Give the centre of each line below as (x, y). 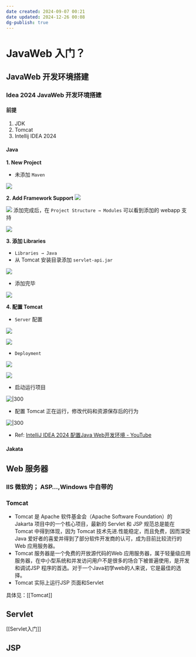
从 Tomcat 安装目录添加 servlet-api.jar (64, 260)
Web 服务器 (27, 469)
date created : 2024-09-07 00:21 (45, 11)
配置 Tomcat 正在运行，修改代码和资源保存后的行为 (77, 411)
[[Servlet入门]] (24, 629)
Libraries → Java (36, 253)
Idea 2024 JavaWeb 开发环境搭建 (54, 95)
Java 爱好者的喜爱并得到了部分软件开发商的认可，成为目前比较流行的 (98, 539)
